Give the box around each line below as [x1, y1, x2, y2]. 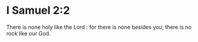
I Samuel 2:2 [6, 4, 70, 17]
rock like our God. [6, 29, 51, 37]
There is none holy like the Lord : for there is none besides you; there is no [6, 23, 192, 31]
